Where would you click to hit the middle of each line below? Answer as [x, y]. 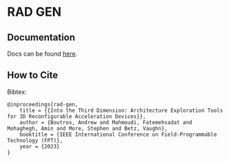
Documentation [41, 37]
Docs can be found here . [42, 54]
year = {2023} [40, 146]
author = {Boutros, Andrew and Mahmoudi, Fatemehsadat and [106, 122]
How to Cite [33, 75]
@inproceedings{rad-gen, [43, 104]
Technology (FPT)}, [35, 140]
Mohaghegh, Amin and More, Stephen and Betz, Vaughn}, [87, 128]
